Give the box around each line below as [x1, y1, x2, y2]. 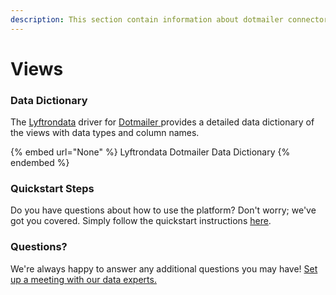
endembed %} [10, 157, 70, 169]
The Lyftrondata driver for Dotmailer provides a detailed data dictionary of [10, 116, 315, 128]
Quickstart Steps [10, 182, 95, 196]
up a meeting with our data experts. [10, 273, 157, 285]
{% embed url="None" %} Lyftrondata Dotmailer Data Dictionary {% [10, 146, 291, 158]
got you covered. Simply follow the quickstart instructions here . [10, 215, 272, 227]
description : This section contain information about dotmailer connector [10, 14, 329, 25]
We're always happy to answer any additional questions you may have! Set [10, 262, 318, 275]
